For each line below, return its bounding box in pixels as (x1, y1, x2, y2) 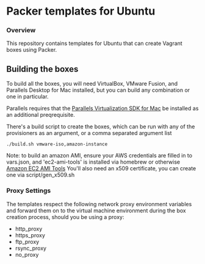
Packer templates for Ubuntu (6, 4, 156, 18)
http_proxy (15, 225, 43, 232)
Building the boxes (6, 64, 79, 74)
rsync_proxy (15, 245, 47, 252)
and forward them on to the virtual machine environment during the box (6, 207, 186, 214)
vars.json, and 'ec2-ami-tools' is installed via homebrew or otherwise (6, 158, 181, 165)
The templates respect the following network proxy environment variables (6, 200, 192, 207)
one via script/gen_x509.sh (6, 172, 75, 179)
